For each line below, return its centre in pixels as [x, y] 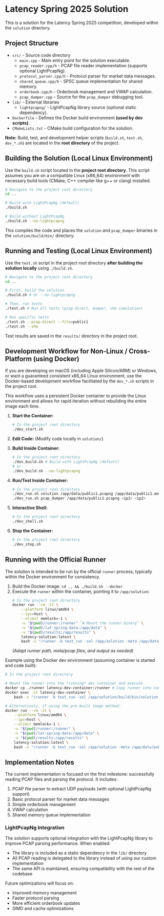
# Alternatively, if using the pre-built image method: [63, 706]
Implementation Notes [40, 762]
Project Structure [32, 43]
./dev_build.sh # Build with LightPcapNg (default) [66, 462]
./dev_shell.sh [28, 521]
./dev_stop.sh [26, 544]
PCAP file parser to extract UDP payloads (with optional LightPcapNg [82, 789]
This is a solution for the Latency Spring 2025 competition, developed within [82, 23]
